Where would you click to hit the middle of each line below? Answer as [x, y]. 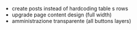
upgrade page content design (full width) [62, 15]
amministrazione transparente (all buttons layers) [71, 21]
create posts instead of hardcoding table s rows [70, 9]
